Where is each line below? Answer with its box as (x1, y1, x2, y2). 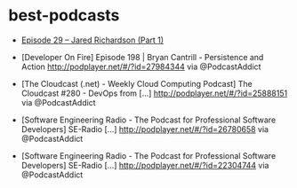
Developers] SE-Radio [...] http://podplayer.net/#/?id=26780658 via (20, 123, 269, 134)
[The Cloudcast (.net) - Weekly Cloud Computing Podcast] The (20, 78, 253, 89)
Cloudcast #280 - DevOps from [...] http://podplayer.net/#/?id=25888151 (20, 88, 288, 98)
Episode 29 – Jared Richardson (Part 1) (20, 35, 165, 45)
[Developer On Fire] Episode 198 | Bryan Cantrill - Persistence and (20, 51, 264, 62)
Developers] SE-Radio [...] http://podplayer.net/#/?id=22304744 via (20, 160, 269, 170)
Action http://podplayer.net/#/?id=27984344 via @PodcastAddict (20, 61, 261, 72)
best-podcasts (8, 5, 120, 26)
